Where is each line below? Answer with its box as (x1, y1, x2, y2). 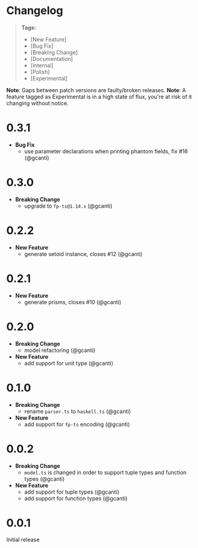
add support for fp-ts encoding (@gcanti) (24, 420, 130, 428)
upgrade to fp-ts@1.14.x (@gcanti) (24, 202, 113, 210)
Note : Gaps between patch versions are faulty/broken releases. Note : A (6, 86, 186, 93)
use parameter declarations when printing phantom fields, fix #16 (24, 147, 188, 155)
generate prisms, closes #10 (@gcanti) (24, 298, 122, 305)
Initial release (6, 536, 40, 544)
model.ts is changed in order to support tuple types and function (24, 469, 187, 476)
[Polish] (30, 68, 50, 75)
